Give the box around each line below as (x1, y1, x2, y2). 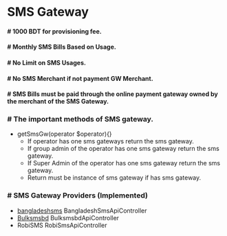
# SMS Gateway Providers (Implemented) (7, 191, 148, 200)
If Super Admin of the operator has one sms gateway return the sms (27, 159, 221, 167)
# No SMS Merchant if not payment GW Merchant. (7, 74, 153, 82)
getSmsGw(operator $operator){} (17, 130, 112, 138)
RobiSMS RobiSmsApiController (17, 221, 108, 229)
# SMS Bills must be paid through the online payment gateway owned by (7, 90, 219, 98)
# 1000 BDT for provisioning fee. (7, 27, 102, 35)
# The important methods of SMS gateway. (7, 115, 153, 124)
